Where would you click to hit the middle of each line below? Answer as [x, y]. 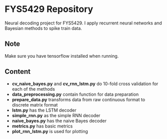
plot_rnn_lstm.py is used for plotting [50, 131]
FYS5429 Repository [49, 9]
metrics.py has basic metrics [42, 126]
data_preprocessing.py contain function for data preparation [75, 94]
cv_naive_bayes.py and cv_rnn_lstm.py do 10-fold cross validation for [85, 84]
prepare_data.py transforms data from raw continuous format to [78, 99]
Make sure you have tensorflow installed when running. [62, 56]
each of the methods [33, 89]
